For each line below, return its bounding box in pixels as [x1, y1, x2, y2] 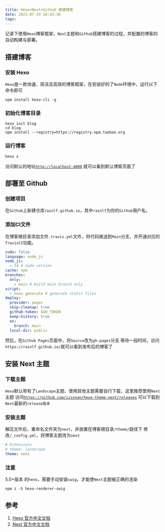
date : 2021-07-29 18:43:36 [5, 12, 61, 17]
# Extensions [5, 442, 32, 447]
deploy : [5, 296, 21, 301]
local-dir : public [9, 328, 48, 333]
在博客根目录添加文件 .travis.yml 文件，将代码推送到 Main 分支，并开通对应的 [5, 233, 160, 239]
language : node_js [5, 254, 43, 259]
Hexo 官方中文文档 [12, 515, 51, 521]
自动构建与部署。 [5, 37, 40, 43]
